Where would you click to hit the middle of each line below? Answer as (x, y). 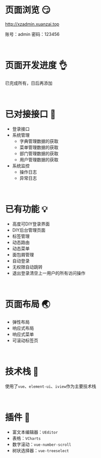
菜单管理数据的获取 (39, 147)
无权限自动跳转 (27, 267)
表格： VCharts (26, 438)
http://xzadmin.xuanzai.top (32, 24)
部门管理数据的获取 (39, 153)
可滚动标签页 (25, 340)
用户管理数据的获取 (39, 159)
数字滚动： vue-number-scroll (42, 444)
